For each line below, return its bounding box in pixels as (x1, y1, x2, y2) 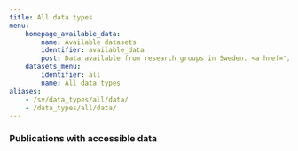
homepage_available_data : (25, 29, 122, 38)
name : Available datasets (41, 37, 137, 47)
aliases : (9, 87, 42, 95)
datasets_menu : (25, 63, 82, 72)
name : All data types (41, 79, 122, 87)
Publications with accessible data (9, 132, 158, 145)
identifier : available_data (41, 46, 145, 55)
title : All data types (9, 12, 93, 22)
